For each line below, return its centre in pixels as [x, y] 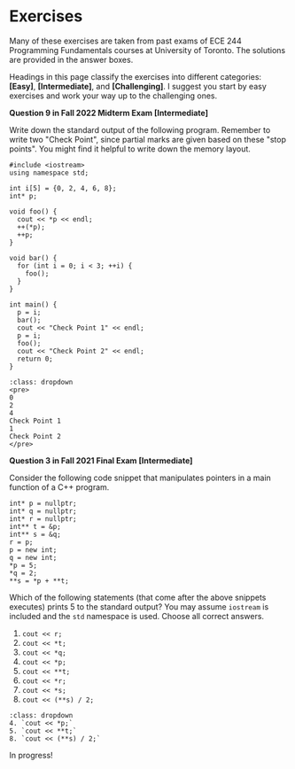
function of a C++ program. [59, 487]
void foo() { [33, 211]
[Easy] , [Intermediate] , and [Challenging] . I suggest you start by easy [138, 86]
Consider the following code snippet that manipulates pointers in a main [140, 478]
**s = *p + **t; [39, 581]
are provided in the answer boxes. [71, 59]
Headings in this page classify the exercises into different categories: [136, 76]
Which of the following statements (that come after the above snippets [138, 597]
